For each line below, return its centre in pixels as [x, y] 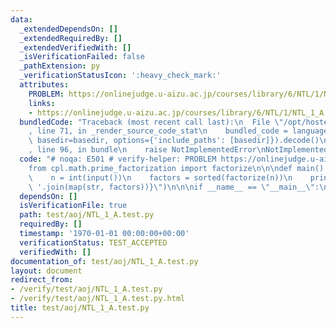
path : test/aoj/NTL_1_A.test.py [87, 215]
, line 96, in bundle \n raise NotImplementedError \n [147, 150]
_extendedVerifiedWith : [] [75, 47]
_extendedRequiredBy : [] [71, 38]
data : [21, 19]
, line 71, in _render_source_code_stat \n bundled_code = [158, 131]
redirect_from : [42, 280]
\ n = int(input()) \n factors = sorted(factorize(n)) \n [160, 177]
